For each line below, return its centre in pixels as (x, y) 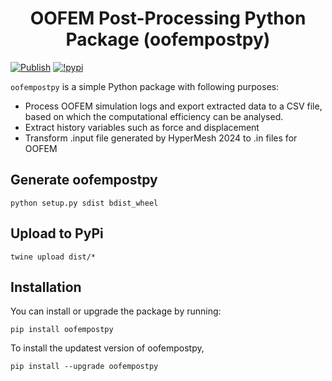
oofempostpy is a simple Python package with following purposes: (145, 86)
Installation (46, 287)
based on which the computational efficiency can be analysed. (154, 116)
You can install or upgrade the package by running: (116, 311)
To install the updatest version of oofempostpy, (107, 348)
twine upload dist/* (53, 257)
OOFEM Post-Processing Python (168, 18)
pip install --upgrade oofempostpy (84, 367)
